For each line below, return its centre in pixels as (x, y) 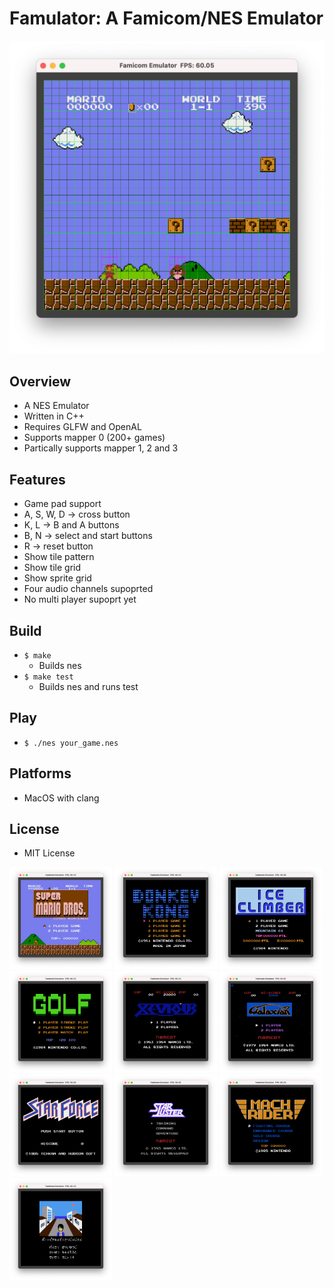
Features (37, 479)
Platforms (40, 773)
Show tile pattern (59, 557)
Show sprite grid (57, 578)
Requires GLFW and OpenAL (82, 427)
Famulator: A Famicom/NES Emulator (166, 18)
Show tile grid (52, 568)
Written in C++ (54, 416)
